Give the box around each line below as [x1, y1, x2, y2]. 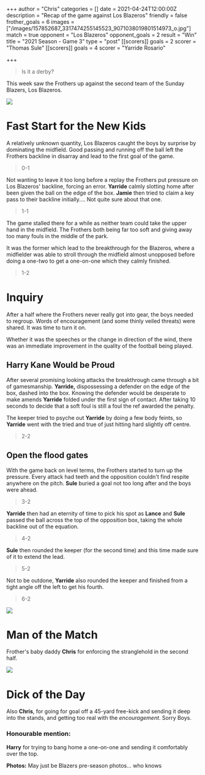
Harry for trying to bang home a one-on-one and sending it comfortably [6, 743, 188, 751]
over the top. [6, 750, 39, 757]
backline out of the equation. [6, 523, 79, 530]
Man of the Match [6, 627, 98, 642]
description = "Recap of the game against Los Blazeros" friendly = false [6, 12, 188, 19]
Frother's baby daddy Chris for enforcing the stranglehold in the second [6, 648, 188, 656]
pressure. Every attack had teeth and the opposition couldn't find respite [6, 473, 190, 480]
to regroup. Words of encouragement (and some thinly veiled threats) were [6, 317, 196, 324]
